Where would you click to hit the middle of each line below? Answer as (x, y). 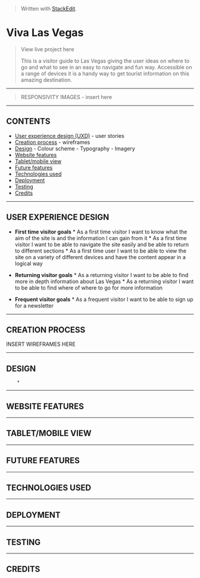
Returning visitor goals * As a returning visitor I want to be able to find (101, 275)
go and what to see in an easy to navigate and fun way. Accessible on (106, 67)
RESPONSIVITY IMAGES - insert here (66, 97)
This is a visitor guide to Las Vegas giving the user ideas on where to (105, 61)
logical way (29, 263)
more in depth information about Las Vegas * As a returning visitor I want (104, 281)
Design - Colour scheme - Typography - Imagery (75, 148)
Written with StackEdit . (49, 9)
